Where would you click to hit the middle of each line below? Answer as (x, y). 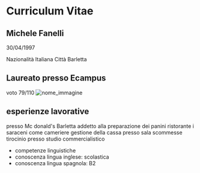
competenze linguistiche (45, 150)
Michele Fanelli (35, 33)
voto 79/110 (20, 93)
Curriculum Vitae (50, 11)
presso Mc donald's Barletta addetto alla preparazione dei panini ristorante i (100, 126)
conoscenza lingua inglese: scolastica (62, 157)
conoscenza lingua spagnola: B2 (55, 163)
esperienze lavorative (48, 111)
